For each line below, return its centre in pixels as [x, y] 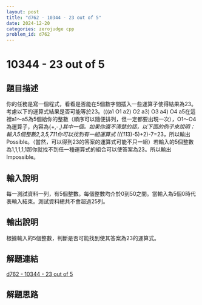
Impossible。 [23, 157]
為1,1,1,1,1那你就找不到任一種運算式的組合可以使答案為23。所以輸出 [89, 150]
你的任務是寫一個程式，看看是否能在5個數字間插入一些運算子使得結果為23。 [102, 104]
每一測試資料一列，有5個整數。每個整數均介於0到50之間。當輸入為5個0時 [99, 193]
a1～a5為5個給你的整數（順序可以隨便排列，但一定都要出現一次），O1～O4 [104, 119]
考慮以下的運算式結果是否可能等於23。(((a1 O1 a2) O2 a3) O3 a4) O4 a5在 [99, 112]
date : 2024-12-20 [28, 23]
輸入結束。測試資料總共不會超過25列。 [60, 201]
